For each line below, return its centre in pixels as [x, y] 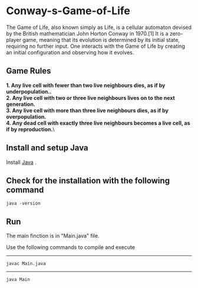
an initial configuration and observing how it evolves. [70, 52]
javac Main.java [26, 264]
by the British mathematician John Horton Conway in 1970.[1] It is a [88, 33]
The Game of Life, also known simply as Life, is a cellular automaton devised [99, 27]
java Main [18, 280]
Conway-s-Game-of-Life [68, 11]
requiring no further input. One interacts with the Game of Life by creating [96, 46]
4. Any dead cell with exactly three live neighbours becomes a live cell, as [98, 123]
